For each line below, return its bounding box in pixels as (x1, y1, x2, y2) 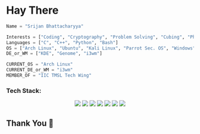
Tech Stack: (6, 86, 42, 95)
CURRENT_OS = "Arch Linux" (6, 61, 73, 67)
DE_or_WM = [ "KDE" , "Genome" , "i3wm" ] (6, 51, 102, 57)
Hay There (6, 4, 59, 17)
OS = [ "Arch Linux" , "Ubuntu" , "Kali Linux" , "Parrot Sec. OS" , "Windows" (6, 45, 196, 51)
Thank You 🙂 (6, 118, 54, 128)
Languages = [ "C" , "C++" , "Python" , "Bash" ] (6, 39, 118, 45)
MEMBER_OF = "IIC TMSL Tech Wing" (6, 73, 92, 79)
